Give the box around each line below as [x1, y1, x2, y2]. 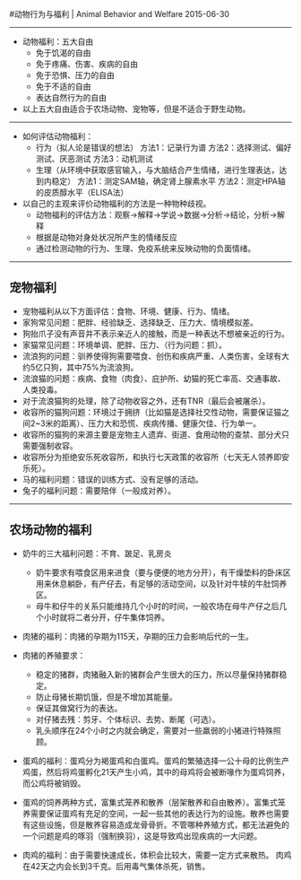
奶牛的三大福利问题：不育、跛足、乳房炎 [21, 547, 172, 559]
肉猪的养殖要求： [21, 649, 86, 660]
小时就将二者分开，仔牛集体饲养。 [43, 612, 170, 623]
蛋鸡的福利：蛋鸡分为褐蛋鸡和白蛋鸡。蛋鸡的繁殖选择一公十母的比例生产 [21, 755, 289, 766]
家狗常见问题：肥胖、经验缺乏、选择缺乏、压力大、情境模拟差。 [21, 317, 258, 327]
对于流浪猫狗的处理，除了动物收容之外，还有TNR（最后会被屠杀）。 [21, 395, 271, 406]
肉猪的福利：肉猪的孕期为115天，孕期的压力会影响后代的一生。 [21, 631, 254, 641]
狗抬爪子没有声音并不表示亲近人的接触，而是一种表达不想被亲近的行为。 [21, 327, 289, 339]
